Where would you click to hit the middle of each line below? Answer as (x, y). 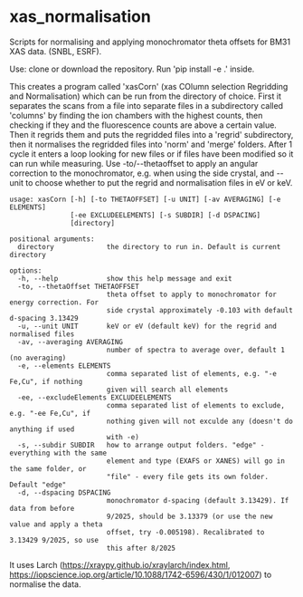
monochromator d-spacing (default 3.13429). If (198, 500)
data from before (42, 508)
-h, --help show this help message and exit (125, 278)
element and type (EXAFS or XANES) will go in (195, 461)
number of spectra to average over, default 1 (195, 350)
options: (26, 270)
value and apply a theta (56, 524)
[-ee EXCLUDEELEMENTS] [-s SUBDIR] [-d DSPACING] (165, 215)
